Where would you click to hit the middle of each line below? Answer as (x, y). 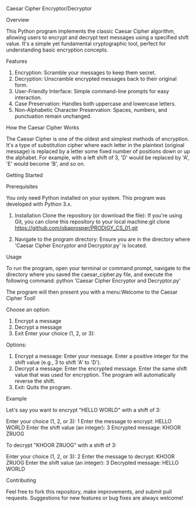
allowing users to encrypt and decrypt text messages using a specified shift (97, 37)
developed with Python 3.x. (39, 204)
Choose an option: (28, 309)
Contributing (21, 480)
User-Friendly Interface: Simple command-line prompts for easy (92, 91)
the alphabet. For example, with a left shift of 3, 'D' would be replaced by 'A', (98, 157)
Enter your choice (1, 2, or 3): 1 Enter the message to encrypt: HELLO (89, 421)
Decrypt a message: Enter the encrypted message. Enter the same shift (101, 368)
